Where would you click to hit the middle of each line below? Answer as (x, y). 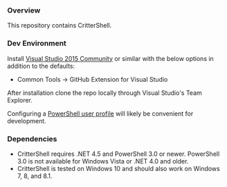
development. (27, 121)
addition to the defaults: (41, 66)
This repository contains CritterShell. (60, 26)
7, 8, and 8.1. (35, 176)
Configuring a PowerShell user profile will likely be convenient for (100, 114)
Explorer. (20, 100)
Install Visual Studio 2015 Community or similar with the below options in (111, 58)
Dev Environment (37, 44)
